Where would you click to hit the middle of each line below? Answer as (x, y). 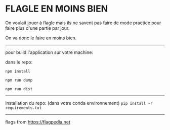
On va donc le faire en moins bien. (41, 38)
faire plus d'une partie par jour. (37, 28)
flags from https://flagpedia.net (38, 122)
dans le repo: (19, 62)
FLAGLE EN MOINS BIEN (57, 9)
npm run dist (19, 89)
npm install (18, 71)
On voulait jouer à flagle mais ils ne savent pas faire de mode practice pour (83, 23)
